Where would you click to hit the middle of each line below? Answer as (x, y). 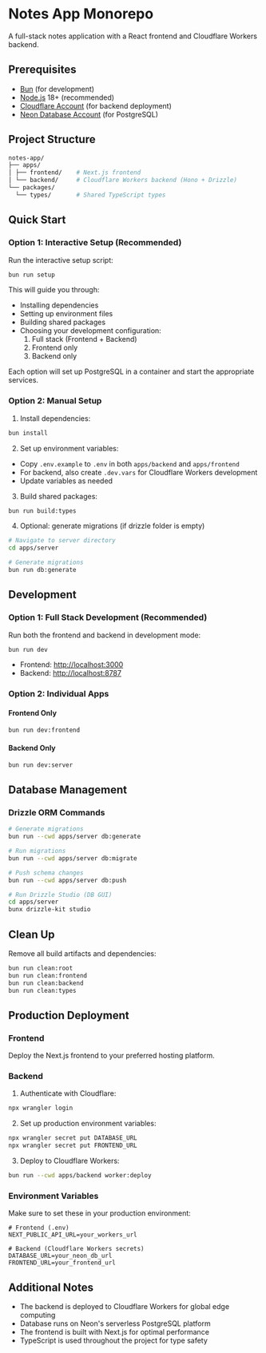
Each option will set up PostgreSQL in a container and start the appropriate (131, 371)
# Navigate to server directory (62, 541)
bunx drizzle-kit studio (50, 910)
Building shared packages (63, 322)
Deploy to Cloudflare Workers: (69, 1161)
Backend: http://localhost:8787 (71, 673)
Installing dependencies (59, 305)
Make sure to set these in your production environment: (100, 1213)
